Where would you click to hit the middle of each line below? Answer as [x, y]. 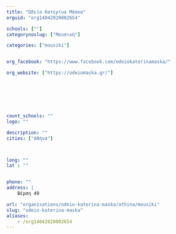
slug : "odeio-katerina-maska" [45, 210]
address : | [20, 188]
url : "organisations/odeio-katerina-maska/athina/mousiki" [83, 204]
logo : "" [17, 122]
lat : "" [17, 166]
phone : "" [19, 182]
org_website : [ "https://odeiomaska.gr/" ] [60, 73]
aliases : [17, 216]
